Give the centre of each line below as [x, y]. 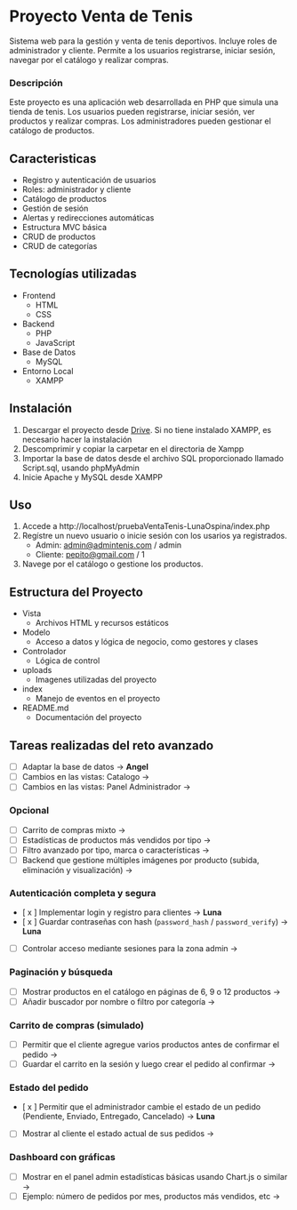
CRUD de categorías [60, 246]
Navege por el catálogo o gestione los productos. [112, 564]
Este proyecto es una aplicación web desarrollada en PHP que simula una [144, 102]
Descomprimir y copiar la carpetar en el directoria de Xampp [133, 449]
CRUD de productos [59, 236]
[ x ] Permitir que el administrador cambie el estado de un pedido [141, 1107]
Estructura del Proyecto [76, 592]
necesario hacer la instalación [77, 439]
